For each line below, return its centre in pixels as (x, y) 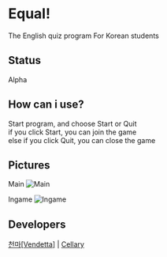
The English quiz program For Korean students (83, 36)
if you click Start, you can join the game (72, 132)
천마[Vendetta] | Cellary (46, 244)
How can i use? (46, 105)
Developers (37, 224)
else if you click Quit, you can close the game (82, 140)
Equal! (30, 14)
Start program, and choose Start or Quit (72, 123)
